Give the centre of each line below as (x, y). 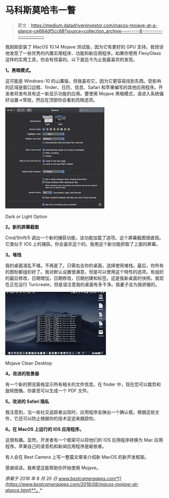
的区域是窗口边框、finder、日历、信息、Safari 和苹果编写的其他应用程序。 (82, 87)
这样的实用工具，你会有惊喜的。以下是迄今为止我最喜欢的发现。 (71, 59)
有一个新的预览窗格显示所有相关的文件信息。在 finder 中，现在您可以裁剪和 (83, 384)
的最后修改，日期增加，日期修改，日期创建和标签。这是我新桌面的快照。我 (82, 278)
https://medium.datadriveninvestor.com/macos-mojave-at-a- (94, 25)
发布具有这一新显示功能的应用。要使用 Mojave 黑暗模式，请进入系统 (89, 94)
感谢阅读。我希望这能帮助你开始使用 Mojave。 (53, 468)
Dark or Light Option (26, 216)
